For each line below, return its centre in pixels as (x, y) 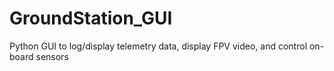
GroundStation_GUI (91, 18)
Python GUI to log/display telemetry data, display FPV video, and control (158, 46)
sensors (52, 56)
